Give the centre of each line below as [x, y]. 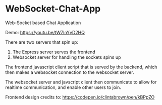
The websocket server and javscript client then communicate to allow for [81, 82]
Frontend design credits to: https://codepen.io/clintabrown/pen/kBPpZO [80, 97]
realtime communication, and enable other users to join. [63, 87]
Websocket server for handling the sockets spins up [67, 57]
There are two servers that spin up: [42, 42]
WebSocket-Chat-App [53, 9]
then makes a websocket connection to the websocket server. [70, 72]
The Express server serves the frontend [54, 52]
